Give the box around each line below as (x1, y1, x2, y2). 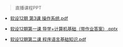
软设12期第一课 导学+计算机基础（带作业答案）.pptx (10, 26, 118, 32)
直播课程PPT (15, 5, 42, 10)
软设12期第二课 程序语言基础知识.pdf (10, 37, 87, 42)
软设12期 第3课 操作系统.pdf (10, 15, 68, 21)
